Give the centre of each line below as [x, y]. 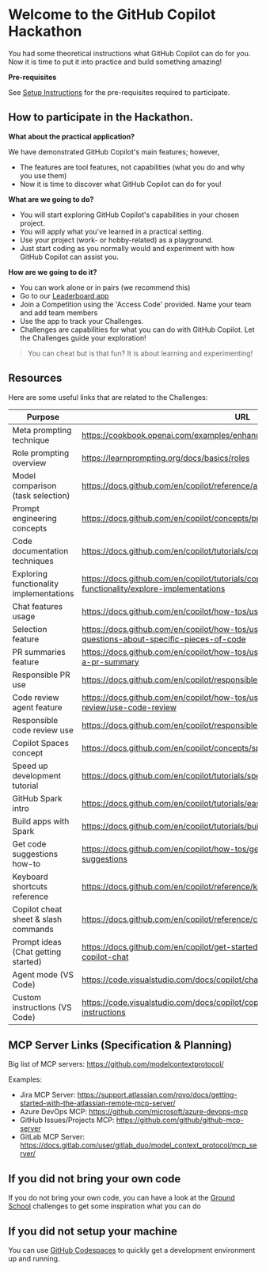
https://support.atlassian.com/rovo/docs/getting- [157, 1095]
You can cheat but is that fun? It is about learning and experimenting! [140, 353]
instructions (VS [42, 1007]
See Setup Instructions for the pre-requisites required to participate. [119, 92]
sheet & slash [37, 919]
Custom [27, 997]
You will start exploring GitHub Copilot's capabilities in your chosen [129, 215]
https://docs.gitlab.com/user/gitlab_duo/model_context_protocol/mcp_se [138, 1145]
